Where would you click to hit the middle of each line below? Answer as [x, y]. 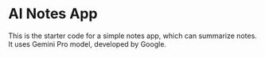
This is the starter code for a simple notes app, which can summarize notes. [132, 36]
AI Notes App [53, 14]
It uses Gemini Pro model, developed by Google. [88, 44]
